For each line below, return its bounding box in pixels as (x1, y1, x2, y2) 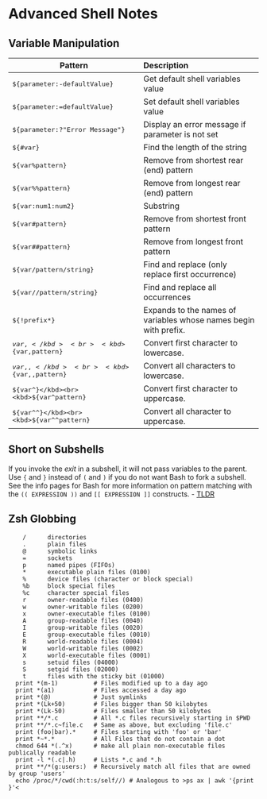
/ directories (22, 533, 87, 541)
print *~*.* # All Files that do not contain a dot (15, 735, 226, 743)
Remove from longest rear (143, 178, 241, 188)
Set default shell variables (143, 96, 240, 107)
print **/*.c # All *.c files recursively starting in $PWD (15, 714, 250, 722)
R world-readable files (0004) (22, 637, 145, 646)
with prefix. (143, 325, 185, 335)
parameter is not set (143, 129, 219, 140)
